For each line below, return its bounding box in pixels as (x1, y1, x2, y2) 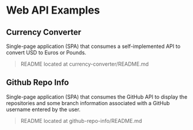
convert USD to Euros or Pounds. (6, 49, 86, 56)
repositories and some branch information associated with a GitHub (6, 99, 170, 106)
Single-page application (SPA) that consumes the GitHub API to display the (6, 93, 188, 100)
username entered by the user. (6, 106, 81, 113)
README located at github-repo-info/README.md (20, 117, 142, 124)
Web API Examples (6, 4, 100, 17)
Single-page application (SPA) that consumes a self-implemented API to (6, 43, 181, 50)
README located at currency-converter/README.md (20, 60, 149, 67)
